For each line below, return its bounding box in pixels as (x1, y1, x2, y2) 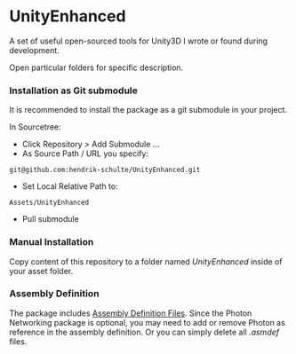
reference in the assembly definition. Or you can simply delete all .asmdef (9, 326, 280, 337)
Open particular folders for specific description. (9, 62, 184, 73)
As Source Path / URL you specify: (21, 148, 149, 159)
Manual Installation (9, 236, 94, 248)
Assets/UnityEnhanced (9, 198, 90, 208)
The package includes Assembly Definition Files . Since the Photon (9, 308, 252, 319)
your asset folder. (9, 265, 74, 276)
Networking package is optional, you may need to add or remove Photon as (9, 317, 286, 327)
